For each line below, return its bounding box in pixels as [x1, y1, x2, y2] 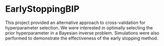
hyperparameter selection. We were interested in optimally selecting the [5, 24, 153, 30]
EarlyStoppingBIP [5, 3, 80, 15]
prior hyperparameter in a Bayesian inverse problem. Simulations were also [5, 30, 160, 36]
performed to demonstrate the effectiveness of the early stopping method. [5, 35, 159, 41]
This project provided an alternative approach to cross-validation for [5, 20, 146, 25]
